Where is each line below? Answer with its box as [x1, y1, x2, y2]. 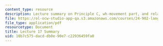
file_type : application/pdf [5, 20, 62, 25]
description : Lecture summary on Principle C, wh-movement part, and [5, 11, 149, 16]
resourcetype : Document [5, 25, 53, 30]
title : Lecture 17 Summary [5, 29, 60, 34]
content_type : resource [5, 7, 53, 12]
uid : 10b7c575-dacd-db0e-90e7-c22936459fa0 [5, 34, 95, 39]
